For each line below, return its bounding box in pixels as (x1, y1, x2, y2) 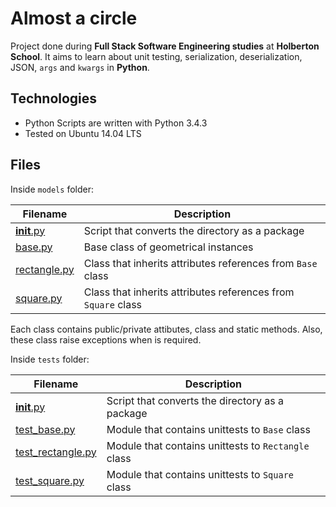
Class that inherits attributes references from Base (83, 256, 318, 270)
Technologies (10, 90, 98, 107)
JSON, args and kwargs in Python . (10, 61, 150, 73)
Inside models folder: (10, 183, 94, 195)
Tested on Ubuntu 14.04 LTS (24, 127, 142, 139)
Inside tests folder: (10, 353, 90, 365)
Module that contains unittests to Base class (106, 422, 311, 436)
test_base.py (15, 422, 76, 436)
